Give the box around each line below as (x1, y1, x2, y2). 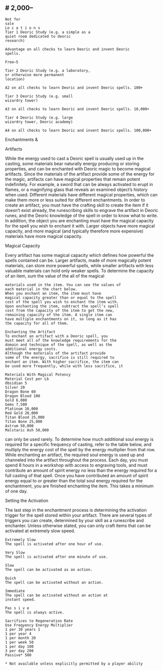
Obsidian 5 (5, 380, 27, 385)
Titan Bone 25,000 (5, 419, 42, 424)
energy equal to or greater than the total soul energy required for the (5, 478, 143, 483)
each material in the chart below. (5, 287, 78, 292)
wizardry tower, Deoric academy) (5, 119, 73, 124)
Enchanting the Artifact (5, 329, 56, 334)
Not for (5, 17, 21, 21)
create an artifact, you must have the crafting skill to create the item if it (5, 202, 149, 208)
